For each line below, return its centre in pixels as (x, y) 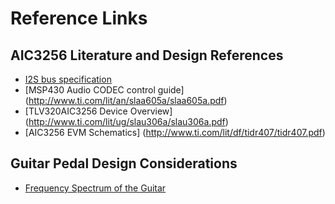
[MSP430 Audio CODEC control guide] (104, 90)
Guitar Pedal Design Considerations (124, 163)
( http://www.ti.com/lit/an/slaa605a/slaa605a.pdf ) (126, 100)
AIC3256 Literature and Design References (147, 55)
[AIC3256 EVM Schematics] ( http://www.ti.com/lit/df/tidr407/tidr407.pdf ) (175, 132)
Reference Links (79, 18)
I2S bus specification (68, 79)
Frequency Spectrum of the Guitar (95, 188)
